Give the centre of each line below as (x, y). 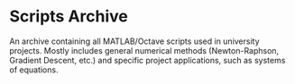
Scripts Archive (69, 17)
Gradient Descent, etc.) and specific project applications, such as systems (147, 60)
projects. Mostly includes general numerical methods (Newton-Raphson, (144, 50)
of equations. (34, 70)
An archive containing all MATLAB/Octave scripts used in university (134, 41)
